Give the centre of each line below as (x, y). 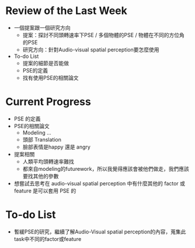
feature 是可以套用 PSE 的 (45, 191)
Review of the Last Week (67, 11)
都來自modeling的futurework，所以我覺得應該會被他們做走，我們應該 (106, 168)
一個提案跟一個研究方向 (42, 27)
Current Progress (48, 102)
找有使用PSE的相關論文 (51, 78)
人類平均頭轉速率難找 (48, 161)
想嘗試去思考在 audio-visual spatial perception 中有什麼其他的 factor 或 (99, 183)
